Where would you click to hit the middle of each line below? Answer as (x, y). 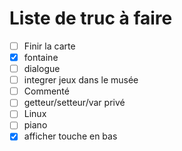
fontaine (41, 57)
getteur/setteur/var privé (74, 103)
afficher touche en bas (70, 136)
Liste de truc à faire (91, 18)
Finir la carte (49, 46)
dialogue (42, 69)
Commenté (46, 91)
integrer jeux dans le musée (81, 80)
